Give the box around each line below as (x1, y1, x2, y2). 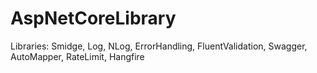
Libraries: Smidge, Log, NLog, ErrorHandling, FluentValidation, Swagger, (10, 40, 308, 52)
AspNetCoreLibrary (10, 7, 177, 30)
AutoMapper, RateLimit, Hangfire (10, 50, 145, 62)
